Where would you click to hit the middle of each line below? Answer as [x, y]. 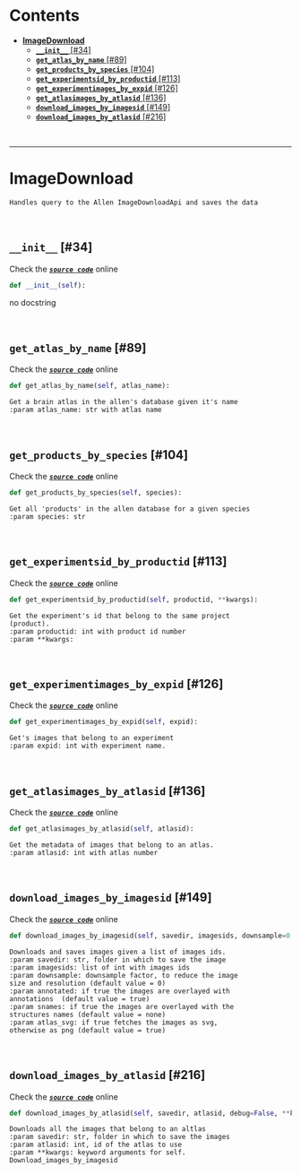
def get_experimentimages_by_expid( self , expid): [104, 722]
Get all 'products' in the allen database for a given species [130, 509]
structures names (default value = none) [88, 1014]
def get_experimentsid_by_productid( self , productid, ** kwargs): [133, 600]
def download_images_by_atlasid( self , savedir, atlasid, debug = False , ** [150, 1113]
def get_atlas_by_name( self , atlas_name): [90, 386]
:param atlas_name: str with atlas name [86, 410]
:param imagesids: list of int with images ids [100, 967]
